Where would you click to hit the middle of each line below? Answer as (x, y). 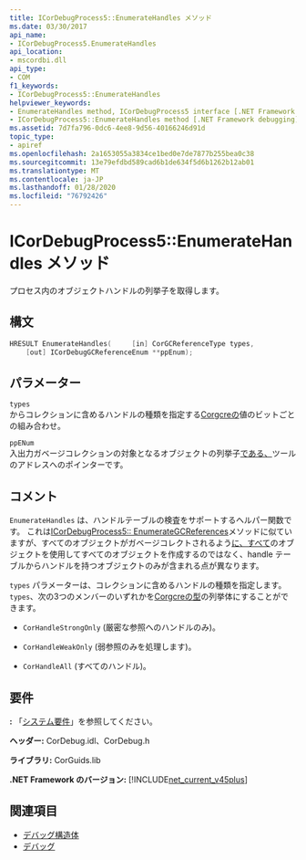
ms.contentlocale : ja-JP (56, 179)
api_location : (36, 52)
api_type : (28, 69)
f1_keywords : (34, 86)
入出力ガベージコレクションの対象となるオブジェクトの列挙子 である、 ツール (153, 454)
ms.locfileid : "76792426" (58, 196)
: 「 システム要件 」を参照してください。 (83, 721)
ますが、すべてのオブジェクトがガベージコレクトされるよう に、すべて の (144, 543)
